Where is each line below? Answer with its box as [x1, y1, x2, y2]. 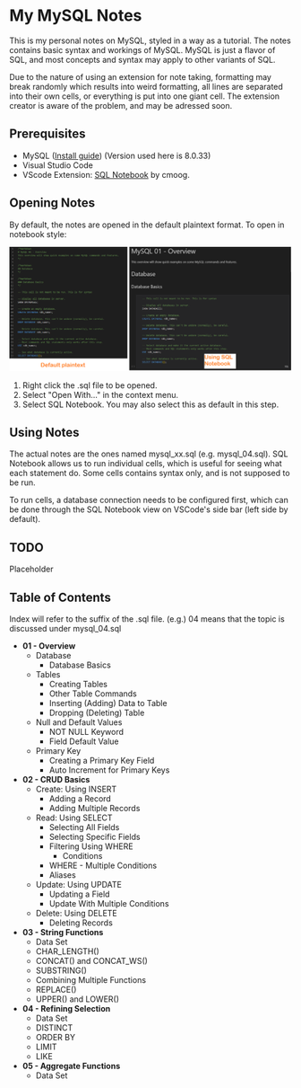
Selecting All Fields [48, 821, 120, 832]
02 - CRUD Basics [21, 774, 90, 784]
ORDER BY [35, 1031, 76, 1042]
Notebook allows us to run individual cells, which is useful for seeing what [9, 458, 282, 469]
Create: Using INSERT [35, 783, 117, 794]
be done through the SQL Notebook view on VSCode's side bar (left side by [9, 504, 288, 515]
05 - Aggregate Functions [21, 1060, 121, 1071]
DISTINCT [35, 1022, 73, 1033]
